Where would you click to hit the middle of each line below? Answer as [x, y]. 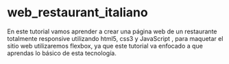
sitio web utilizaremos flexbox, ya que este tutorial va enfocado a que [105, 46]
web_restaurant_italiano [78, 13]
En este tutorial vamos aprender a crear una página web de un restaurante [112, 31]
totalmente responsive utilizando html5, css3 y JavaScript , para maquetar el [115, 38]
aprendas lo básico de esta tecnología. [62, 53]
